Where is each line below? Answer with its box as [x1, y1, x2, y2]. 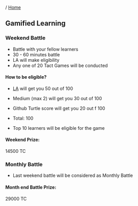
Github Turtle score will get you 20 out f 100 [12, 105, 106, 111]
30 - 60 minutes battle [12, 51, 60, 58]
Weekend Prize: [5, 136, 40, 143]
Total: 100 [12, 115, 34, 121]
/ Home [5, 5, 21, 10]
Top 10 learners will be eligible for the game [12, 125, 105, 131]
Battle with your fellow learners [12, 46, 78, 52]
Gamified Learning [5, 19, 66, 28]
